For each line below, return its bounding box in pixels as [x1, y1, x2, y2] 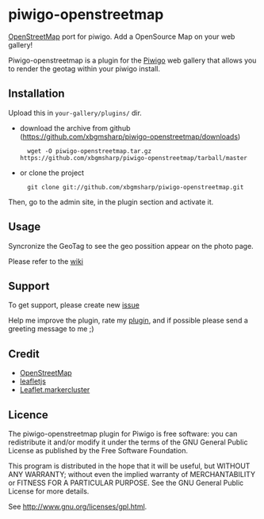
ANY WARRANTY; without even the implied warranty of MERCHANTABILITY [8, 470, 256, 479]
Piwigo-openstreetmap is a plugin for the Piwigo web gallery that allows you [8, 55, 257, 65]
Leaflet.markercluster [19, 385, 90, 395]
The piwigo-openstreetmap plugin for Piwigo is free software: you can [8, 429, 238, 438]
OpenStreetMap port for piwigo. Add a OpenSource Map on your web [8, 32, 235, 41]
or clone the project [19, 168, 85, 177]
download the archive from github [19, 123, 131, 132]
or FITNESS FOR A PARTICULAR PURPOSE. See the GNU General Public [8, 478, 244, 487]
